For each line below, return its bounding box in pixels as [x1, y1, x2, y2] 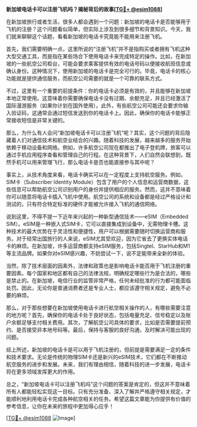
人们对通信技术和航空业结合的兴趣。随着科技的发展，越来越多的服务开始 [16, 136, 191, 144]
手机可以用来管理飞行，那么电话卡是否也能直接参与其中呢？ [11, 159, 155, 165]
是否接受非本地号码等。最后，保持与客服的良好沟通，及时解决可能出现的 [16, 326, 191, 333]
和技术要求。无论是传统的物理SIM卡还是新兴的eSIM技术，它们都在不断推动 [6, 353, 187, 361]
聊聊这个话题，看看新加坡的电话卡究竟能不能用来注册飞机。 [21, 33, 165, 40]
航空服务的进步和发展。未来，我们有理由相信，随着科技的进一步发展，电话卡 [6, 361, 191, 368]
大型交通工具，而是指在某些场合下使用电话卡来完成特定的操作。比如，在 [6, 53, 181, 59]
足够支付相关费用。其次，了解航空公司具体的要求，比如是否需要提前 [21, 319, 186, 326]
